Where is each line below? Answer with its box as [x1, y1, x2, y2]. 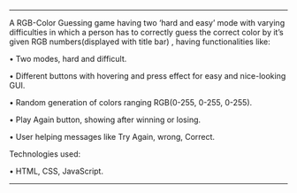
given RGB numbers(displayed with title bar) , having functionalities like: [9, 36, 271, 47]
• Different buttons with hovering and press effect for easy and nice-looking [9, 71, 286, 81]
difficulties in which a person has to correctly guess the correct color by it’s [9, 27, 285, 37]
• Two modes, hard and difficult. [9, 54, 127, 64]
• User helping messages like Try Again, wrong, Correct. [9, 132, 215, 142]
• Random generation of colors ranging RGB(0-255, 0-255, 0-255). [9, 97, 253, 107]
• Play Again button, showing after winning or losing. [9, 114, 202, 125]
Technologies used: [9, 149, 81, 159]
